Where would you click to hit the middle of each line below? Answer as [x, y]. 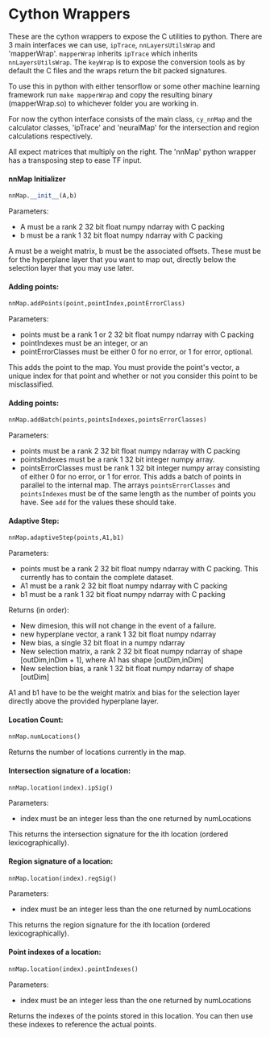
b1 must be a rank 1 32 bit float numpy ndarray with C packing [123, 595]
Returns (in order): [39, 610]
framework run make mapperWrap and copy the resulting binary [111, 94]
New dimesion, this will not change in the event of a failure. [118, 626]
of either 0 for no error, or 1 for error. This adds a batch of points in [131, 477]
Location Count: [36, 720]
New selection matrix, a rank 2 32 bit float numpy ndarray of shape [131, 651]
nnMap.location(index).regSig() [62, 878]
